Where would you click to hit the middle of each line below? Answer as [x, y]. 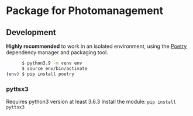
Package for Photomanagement [85, 11]
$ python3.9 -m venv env [52, 63]
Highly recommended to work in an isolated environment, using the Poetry [96, 46]
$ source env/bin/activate [54, 68]
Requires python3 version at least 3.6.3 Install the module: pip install [91, 101]
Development [31, 32]
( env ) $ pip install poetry [40, 74]
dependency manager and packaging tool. [57, 52]
